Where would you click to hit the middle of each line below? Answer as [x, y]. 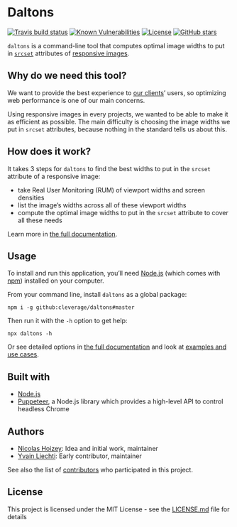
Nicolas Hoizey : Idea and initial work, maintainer [88, 449]
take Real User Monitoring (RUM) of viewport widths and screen [111, 190]
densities [31, 197]
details [17, 516]
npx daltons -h [30, 334]
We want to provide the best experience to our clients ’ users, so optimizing [117, 92]
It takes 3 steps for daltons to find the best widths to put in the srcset [109, 168]
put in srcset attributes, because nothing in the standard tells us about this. [117, 129]
